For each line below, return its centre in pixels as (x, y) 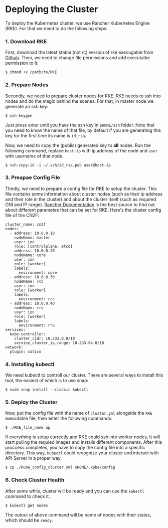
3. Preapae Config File (33, 178)
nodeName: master (32, 237)
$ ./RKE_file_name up (28, 428)
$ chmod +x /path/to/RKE (31, 72)
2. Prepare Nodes (27, 85)
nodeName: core (30, 255)
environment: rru (37, 325)
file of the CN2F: (22, 215)
